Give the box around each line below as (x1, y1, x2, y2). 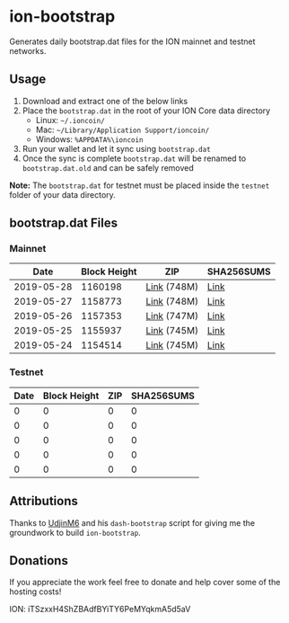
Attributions (9, 494, 79, 509)
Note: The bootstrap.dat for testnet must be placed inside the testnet (9, 180, 270, 191)
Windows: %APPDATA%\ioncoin (35, 133, 144, 145)
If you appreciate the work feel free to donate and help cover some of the (9, 577, 281, 588)
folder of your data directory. (9, 189, 117, 200)
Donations (9, 553, 69, 568)
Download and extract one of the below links (22, 95, 188, 106)
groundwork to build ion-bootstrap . (9, 527, 141, 538)
